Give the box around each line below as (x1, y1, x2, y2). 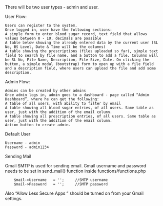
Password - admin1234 (5, 145, 49, 150)
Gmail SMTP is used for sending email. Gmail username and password (5, 163, 146, 168)
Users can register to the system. (5, 23, 78, 28)
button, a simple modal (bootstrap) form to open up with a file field (5, 62, 154, 67)
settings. (5, 196, 23, 201)
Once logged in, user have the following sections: (5, 27, 112, 32)
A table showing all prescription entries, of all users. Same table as (5, 114, 156, 119)
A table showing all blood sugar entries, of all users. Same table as (5, 105, 154, 110)
